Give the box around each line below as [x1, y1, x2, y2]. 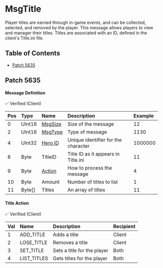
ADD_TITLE [19, 231, 46, 238]
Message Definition [5, 90, 46, 96]
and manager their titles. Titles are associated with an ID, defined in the [5, 30, 147, 36]
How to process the [67, 165, 113, 172]
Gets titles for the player [52, 255, 108, 262]
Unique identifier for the [67, 136, 122, 143]
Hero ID [41, 140, 59, 147]
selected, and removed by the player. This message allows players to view [5, 24, 154, 30]
